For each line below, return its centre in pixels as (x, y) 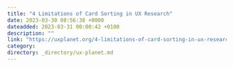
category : (22, 46)
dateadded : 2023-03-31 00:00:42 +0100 (63, 27)
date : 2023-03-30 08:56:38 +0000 (56, 20)
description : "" (31, 33)
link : (15, 40)
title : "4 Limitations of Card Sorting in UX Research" (90, 14)
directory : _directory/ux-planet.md (60, 53)
